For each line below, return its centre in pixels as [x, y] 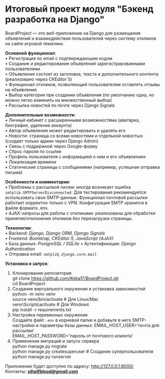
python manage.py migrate [40, 346]
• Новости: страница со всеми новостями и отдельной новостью [74, 136]
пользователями [23, 69]
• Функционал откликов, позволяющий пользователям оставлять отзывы [82, 84]
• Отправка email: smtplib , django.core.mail [51, 254]
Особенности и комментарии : [38, 182]
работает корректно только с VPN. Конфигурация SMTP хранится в [76, 203]
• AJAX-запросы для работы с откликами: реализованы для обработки [81, 213]
